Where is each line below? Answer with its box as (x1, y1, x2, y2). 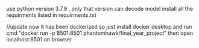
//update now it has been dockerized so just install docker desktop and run (6, 23, 192, 30)
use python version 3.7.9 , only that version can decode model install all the (6, 5, 194, 12)
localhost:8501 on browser (6, 36, 72, 43)
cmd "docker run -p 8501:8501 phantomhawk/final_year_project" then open (6, 29, 194, 37)
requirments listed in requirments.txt (6, 11, 96, 19)
